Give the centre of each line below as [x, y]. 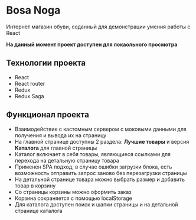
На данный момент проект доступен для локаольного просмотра [92, 44]
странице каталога [39, 211]
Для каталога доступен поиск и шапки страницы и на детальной [96, 204]
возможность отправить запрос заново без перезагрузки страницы [101, 173]
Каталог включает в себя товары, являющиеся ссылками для [93, 154]
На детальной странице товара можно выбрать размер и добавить [99, 179]
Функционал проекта [48, 115]
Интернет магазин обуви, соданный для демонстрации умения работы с [98, 27]
